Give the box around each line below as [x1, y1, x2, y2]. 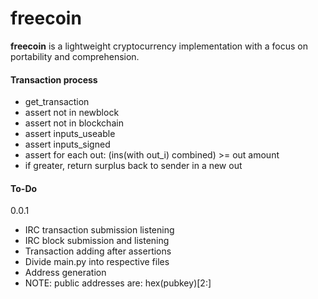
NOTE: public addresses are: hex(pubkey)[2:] [24, 277, 212, 289]
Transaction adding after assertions [24, 245, 172, 257]
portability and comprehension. [10, 50, 140, 62]
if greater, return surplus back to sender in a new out [24, 160, 243, 172]
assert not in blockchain [24, 117, 124, 129]
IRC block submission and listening [24, 235, 170, 247]
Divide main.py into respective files [24, 256, 170, 268]
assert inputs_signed [24, 138, 111, 151]
